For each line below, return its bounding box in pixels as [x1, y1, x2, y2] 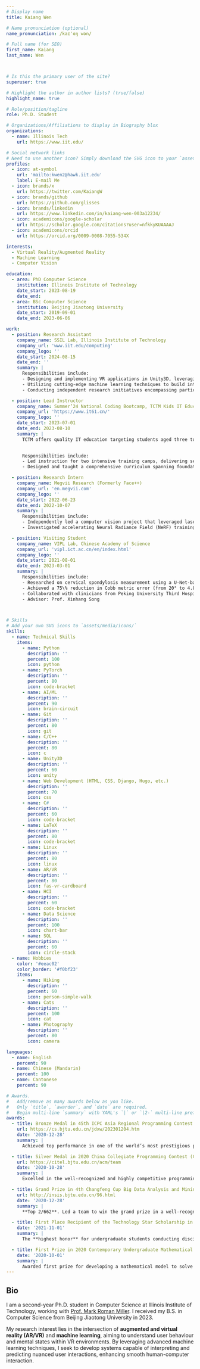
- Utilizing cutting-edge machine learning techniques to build [21, 381, 185, 387]
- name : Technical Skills [11, 634, 76, 640]
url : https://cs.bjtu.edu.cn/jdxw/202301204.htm [17, 1127, 140, 1132]
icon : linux [27, 861, 58, 867]
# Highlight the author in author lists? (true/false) [6, 90, 145, 96]
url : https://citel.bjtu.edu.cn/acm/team [17, 1159, 121, 1165]
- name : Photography [21, 1022, 73, 1028]
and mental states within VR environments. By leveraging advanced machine [6, 1338, 194, 1345]
